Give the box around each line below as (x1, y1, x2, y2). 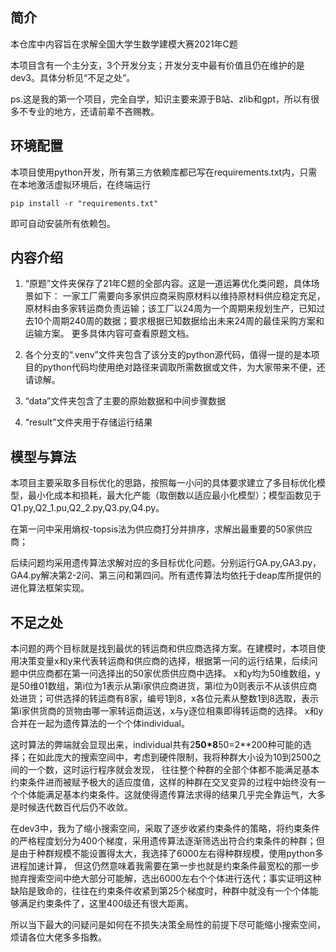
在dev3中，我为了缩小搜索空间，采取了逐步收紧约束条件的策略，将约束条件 (10, 823, 320, 835)
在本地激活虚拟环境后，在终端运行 (10, 178, 151, 190)
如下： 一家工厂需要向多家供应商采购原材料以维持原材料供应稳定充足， (33, 290, 326, 302)
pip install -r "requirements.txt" (10, 198, 159, 208)
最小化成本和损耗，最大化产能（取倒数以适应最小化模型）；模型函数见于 (27, 489, 322, 502)
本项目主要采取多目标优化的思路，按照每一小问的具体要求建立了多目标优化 (10, 477, 317, 489)
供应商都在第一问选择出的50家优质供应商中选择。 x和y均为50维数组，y (27, 668, 321, 680)
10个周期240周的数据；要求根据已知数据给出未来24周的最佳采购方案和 (33, 315, 325, 327)
